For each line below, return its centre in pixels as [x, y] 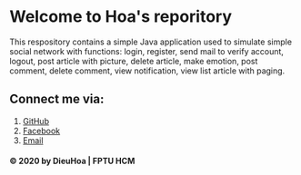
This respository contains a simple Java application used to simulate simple [151, 42]
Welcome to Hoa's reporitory [121, 17]
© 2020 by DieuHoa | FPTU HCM [72, 161]
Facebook [41, 131]
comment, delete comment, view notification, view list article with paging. [147, 71]
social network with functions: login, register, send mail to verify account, [147, 51]
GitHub [36, 121]
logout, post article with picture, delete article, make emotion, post [134, 61]
